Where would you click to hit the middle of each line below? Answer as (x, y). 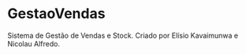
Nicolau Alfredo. (34, 43)
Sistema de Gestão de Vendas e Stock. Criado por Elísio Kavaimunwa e (123, 35)
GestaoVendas (56, 14)
